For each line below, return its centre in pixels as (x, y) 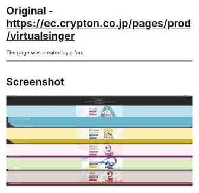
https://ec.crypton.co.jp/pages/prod (99, 23)
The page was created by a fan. (45, 52)
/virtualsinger (41, 36)
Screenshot (35, 82)
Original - (30, 11)
